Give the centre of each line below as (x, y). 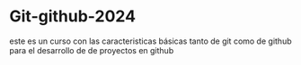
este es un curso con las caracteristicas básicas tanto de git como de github (150, 41)
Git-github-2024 (73, 16)
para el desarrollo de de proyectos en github (92, 50)
